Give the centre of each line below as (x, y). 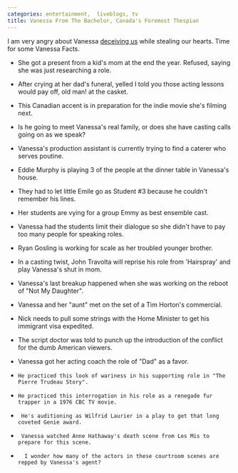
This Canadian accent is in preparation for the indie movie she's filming (122, 105)
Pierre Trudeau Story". (53, 382)
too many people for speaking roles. (71, 234)
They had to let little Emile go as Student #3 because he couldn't (113, 191)
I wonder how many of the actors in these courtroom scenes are (122, 456)
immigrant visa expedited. (56, 326)
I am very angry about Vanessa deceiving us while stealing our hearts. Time (119, 41)
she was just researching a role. (64, 70)
